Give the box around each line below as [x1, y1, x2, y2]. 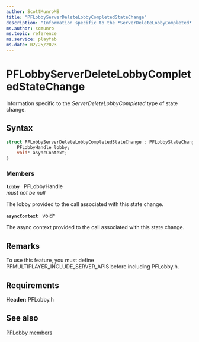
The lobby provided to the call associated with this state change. [6, 201, 164, 208]
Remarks [6, 241, 40, 251]
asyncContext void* [6, 212, 56, 220]
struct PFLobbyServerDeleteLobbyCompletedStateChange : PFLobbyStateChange [6, 139, 197, 145]
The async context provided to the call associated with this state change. [6, 224, 185, 231]
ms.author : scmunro [6, 25, 54, 31]
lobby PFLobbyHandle [6, 183, 63, 190]
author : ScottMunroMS [6, 8, 60, 15]
